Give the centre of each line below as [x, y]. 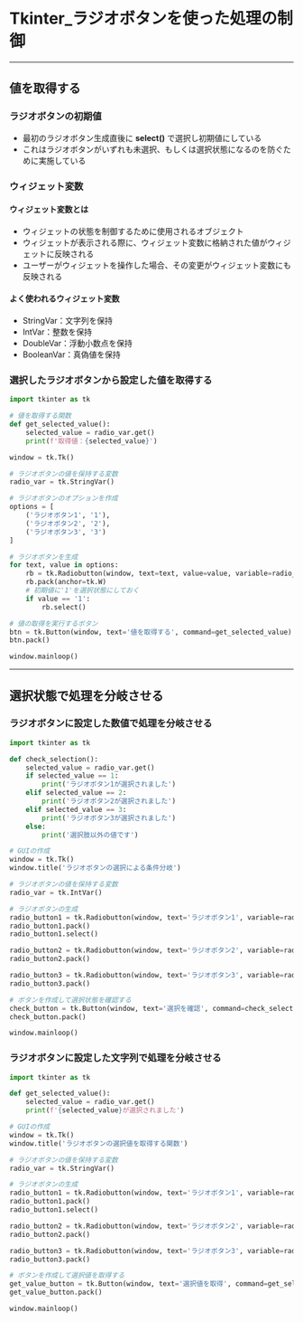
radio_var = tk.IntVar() [56, 892]
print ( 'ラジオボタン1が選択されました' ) [109, 784]
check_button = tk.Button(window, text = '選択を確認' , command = [127, 1008]
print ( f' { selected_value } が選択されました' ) [105, 1110]
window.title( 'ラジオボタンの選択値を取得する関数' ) [99, 1143]
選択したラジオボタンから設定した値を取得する [111, 380]
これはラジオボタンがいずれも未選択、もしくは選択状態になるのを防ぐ [153, 149]
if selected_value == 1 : [72, 776]
